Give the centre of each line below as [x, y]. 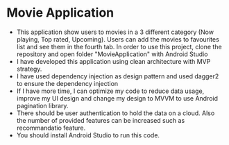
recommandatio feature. [51, 128]
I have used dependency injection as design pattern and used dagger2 [118, 76]
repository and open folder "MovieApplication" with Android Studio [112, 54]
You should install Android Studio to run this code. [88, 135]
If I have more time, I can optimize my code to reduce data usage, [110, 91]
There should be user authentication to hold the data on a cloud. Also [116, 113]
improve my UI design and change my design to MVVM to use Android [117, 98]
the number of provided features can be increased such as [101, 120]
